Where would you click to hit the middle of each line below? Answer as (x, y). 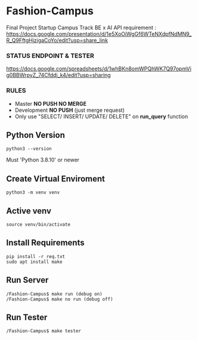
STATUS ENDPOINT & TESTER (50, 56)
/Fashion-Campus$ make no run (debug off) (60, 299)
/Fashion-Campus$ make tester (44, 331)
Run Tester (27, 317)
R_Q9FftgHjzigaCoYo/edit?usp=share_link (57, 40)
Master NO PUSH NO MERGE (51, 103)
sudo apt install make (34, 262)
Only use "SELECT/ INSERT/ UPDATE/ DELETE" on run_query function (101, 116)
